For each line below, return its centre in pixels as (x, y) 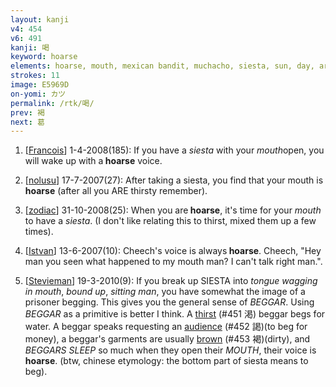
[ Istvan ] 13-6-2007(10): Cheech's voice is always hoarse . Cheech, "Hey (173, 251)
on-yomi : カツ (38, 94)
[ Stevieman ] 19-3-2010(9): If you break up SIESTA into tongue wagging (171, 281)
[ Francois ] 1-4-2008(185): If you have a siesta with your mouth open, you (174, 150)
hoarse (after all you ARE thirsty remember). (116, 191)
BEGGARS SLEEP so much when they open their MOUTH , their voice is (170, 350)
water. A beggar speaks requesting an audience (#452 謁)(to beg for (166, 327)
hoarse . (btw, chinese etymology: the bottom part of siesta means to (166, 361)
